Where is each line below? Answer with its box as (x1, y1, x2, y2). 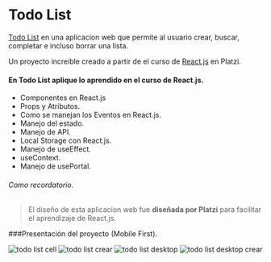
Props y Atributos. (19, 102, 81, 111)
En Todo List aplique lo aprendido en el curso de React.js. (8, 75, 204, 85)
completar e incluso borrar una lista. (8, 40, 129, 50)
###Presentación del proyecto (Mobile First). (8, 229, 158, 239)
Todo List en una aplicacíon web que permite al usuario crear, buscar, (8, 32, 240, 42)
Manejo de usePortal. (19, 161, 91, 171)
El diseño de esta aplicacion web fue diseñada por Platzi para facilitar (27, 205, 262, 214)
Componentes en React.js (19, 93, 106, 102)
